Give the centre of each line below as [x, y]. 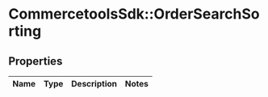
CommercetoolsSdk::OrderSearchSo [134, 14]
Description [94, 84]
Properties [36, 61]
